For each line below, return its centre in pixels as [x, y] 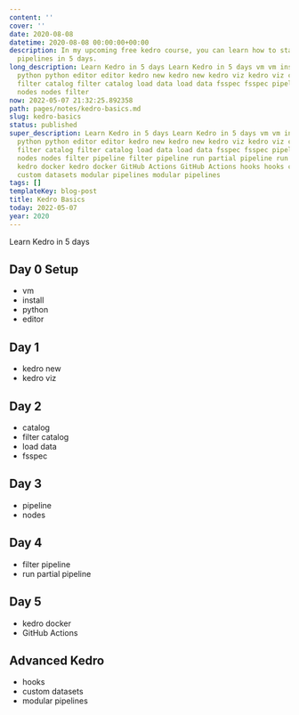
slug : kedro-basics [45, 117]
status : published [43, 126]
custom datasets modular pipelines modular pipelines [119, 175]
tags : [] [25, 183]
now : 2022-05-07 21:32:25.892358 [71, 100]
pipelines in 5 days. [57, 59]
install [33, 300]
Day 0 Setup [44, 269]
